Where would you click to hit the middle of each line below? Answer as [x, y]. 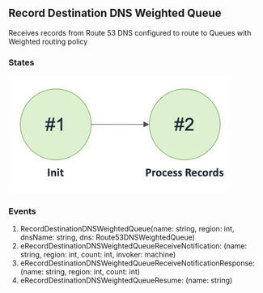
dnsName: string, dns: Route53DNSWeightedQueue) [108, 237]
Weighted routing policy [48, 41]
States [21, 62]
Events [22, 211]
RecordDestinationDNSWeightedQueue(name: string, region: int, [127, 229]
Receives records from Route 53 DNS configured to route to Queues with [130, 32]
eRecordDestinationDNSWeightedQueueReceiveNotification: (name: [134, 246]
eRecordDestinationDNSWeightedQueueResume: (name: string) [126, 280]
